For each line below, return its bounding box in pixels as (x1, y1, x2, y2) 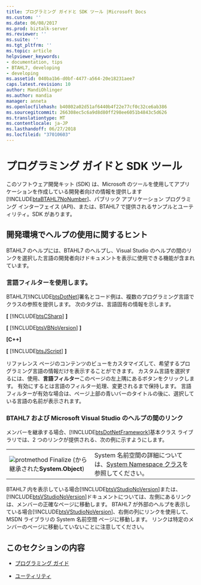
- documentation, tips (6, 59, 63, 65)
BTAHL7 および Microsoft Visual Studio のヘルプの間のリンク (6, 414, 184, 422)
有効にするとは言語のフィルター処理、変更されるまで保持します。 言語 (17, 382, 191, 389)
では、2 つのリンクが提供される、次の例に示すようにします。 (16, 436, 168, 443)
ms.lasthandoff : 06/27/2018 (6, 126, 77, 132)
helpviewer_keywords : (6, 53, 60, 59)
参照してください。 (94, 469, 148, 477)
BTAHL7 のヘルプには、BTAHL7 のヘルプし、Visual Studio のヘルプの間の (6, 247, 187, 254)
